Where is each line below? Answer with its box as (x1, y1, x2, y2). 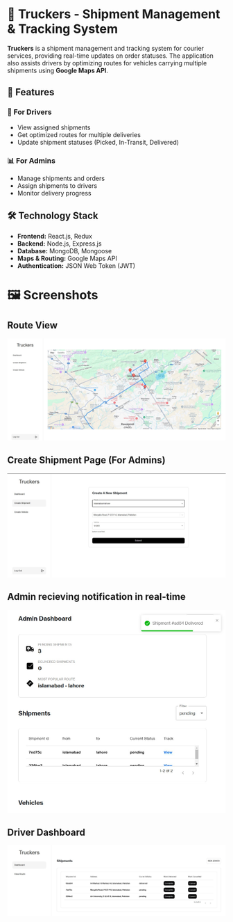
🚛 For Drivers (7, 107, 52, 117)
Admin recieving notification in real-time (7, 591, 186, 603)
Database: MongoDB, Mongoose (17, 246, 112, 255)
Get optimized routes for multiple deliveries (17, 130, 141, 138)
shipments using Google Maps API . (7, 66, 109, 74)
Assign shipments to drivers (17, 181, 98, 190)
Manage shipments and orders (17, 174, 105, 182)
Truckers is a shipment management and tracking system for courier (7, 44, 205, 52)
